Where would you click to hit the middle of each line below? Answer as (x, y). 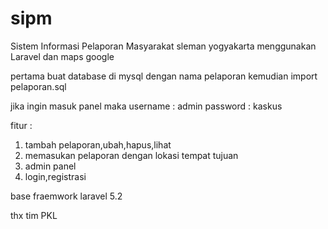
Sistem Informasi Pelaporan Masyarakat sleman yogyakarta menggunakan (163, 46)
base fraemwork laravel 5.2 (66, 196)
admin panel (50, 166)
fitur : (21, 125)
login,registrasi (55, 176)
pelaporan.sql (38, 86)
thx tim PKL (34, 215)
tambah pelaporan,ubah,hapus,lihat (98, 144)
